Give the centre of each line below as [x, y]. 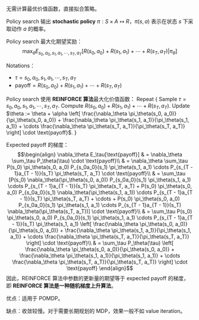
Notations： [21, 66]
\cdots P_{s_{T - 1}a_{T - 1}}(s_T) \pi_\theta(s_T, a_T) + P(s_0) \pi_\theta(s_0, [100, 186]
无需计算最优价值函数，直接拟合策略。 [53, 9]
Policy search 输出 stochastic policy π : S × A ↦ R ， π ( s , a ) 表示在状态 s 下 [97, 21]
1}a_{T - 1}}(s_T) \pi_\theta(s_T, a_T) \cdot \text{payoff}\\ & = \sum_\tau [100, 173]
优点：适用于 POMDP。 [35, 298]
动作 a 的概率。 [30, 29]
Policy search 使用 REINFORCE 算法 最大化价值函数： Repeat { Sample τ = [96, 99]
